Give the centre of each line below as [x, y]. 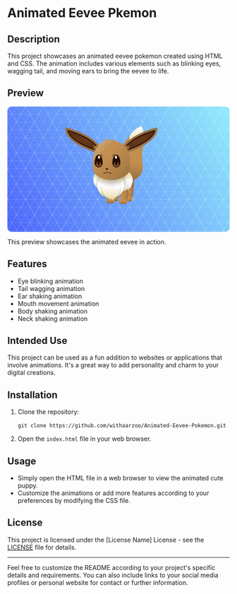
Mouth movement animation [58, 303]
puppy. [28, 485]
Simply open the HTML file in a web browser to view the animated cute [120, 477]
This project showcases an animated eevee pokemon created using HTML [115, 56]
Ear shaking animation [50, 296]
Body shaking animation [53, 311]
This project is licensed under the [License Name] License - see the [106, 540]
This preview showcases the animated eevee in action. [87, 242]
